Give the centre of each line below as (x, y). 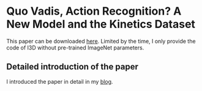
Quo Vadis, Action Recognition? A (94, 11)
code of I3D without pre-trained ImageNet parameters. (75, 48)
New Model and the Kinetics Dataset (101, 24)
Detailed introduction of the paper (73, 67)
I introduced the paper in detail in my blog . (60, 81)
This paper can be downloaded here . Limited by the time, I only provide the (101, 41)
